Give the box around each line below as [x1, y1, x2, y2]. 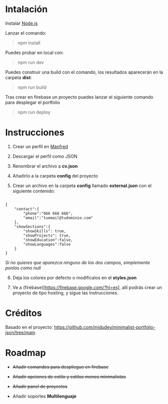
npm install [17, 39, 41, 46]
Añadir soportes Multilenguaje [12, 393, 77, 399]
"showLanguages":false [23, 242, 71, 247]
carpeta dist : [5, 74, 32, 80]
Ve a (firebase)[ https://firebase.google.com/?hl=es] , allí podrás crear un [12, 284, 162, 291]
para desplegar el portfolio [5, 99, 60, 105]
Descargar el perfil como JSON [12, 153, 77, 159]
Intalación [5, 4, 48, 15]
